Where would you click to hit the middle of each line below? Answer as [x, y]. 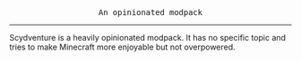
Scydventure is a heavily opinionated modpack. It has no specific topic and [148, 38]
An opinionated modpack [150, 12]
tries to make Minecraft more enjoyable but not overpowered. [122, 47]
